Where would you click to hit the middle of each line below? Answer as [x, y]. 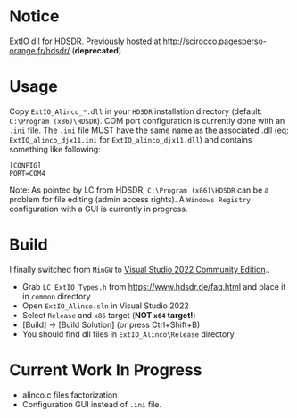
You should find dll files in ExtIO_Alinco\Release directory [128, 334]
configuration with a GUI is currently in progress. [99, 209]
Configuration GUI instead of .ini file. [92, 404]
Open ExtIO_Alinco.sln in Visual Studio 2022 [106, 306]
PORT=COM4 [28, 173]
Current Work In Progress [106, 370]
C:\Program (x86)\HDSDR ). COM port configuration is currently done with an [147, 120]
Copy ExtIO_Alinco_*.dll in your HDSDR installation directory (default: [136, 111]
